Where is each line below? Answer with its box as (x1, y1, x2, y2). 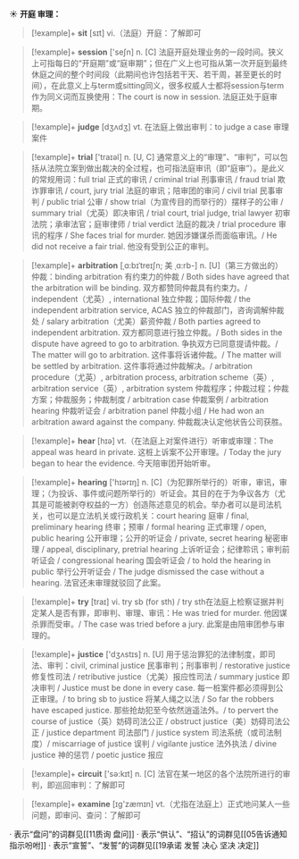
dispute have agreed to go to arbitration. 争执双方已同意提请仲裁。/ (30, 339, 278, 349)
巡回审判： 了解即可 (54, 779, 126, 790)
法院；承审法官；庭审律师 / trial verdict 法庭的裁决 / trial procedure (30, 219, 277, 229)
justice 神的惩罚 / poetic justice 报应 (30, 750, 164, 760)
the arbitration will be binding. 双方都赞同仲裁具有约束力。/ (30, 282, 248, 293)
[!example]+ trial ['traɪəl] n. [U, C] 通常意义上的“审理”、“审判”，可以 (30, 152, 280, 162)
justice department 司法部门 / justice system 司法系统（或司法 (46, 728, 274, 737)
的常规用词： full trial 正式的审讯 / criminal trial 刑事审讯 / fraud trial (30, 174, 276, 184)
